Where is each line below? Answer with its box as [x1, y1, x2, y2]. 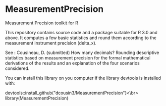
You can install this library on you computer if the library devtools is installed [5, 75, 161, 81]
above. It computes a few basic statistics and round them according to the [5, 35, 157, 41]
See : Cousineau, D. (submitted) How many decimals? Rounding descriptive [5, 50, 160, 55]
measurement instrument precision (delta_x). [5, 40, 97, 46]
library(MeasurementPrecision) [5, 95, 68, 101]
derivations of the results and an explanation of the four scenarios [5, 60, 140, 66]
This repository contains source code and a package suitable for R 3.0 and [5, 29, 158, 35]
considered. [5, 65, 30, 71]
